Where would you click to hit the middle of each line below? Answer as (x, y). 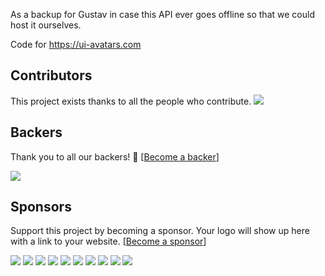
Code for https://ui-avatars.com (76, 44)
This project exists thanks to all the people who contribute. (131, 101)
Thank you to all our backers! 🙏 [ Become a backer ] (115, 156)
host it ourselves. (46, 25)
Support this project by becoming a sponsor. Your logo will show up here (160, 231)
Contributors (51, 75)
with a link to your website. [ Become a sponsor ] (108, 241)
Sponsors (41, 207)
